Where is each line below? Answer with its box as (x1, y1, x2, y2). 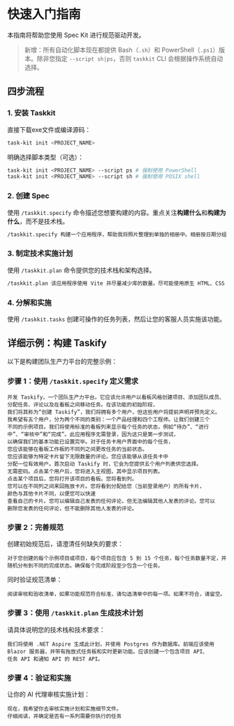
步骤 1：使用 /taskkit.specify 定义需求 (7, 376, 138, 386)
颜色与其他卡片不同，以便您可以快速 (7, 490, 96, 497)
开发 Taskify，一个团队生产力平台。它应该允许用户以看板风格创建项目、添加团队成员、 (7, 394, 225, 401)
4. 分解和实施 (7, 297, 52, 307)
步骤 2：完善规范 (7, 522, 64, 532)
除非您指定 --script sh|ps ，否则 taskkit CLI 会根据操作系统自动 (36, 54, 224, 63)
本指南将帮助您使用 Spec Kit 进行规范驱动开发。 (7, 31, 145, 39)
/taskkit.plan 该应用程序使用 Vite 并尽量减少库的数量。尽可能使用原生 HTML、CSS (7, 280, 225, 287)
